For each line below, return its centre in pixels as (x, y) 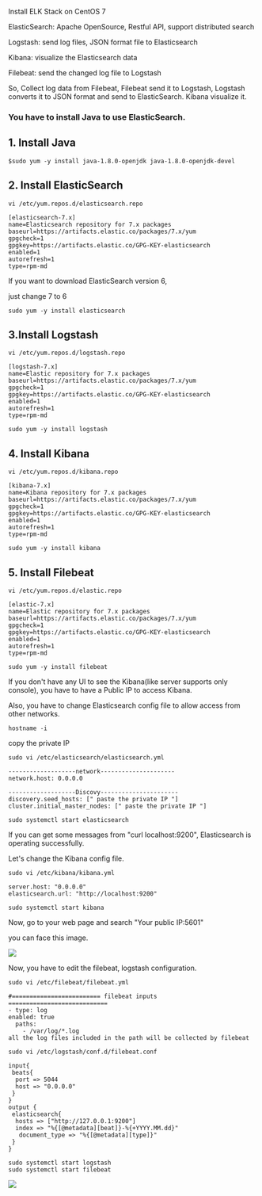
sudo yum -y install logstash (58, 430)
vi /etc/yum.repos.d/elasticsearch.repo (76, 204)
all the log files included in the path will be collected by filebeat (129, 1037)
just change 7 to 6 (38, 296)
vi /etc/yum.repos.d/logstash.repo (67, 353)
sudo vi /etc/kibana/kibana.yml (61, 873)
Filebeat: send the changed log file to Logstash (85, 73)
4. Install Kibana (49, 454)
